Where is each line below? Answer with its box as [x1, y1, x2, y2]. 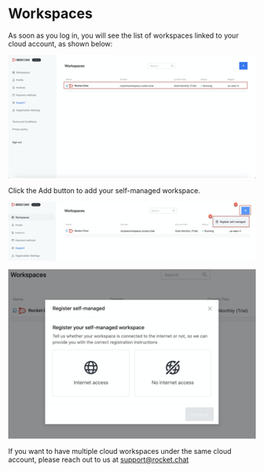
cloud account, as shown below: [8, 38, 113, 48]
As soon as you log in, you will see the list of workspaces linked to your [8, 31, 239, 40]
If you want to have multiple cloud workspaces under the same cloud [8, 447, 232, 456]
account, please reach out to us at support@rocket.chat [8, 455, 189, 464]
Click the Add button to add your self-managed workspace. [8, 185, 200, 195]
